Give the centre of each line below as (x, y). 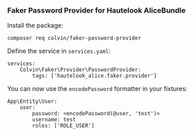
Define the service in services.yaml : (59, 51)
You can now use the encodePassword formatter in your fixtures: (97, 89)
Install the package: (35, 26)
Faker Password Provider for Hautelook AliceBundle (97, 10)
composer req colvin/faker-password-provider (74, 38)
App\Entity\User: (32, 102)
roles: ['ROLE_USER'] (64, 126)
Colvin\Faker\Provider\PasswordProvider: (80, 70)
